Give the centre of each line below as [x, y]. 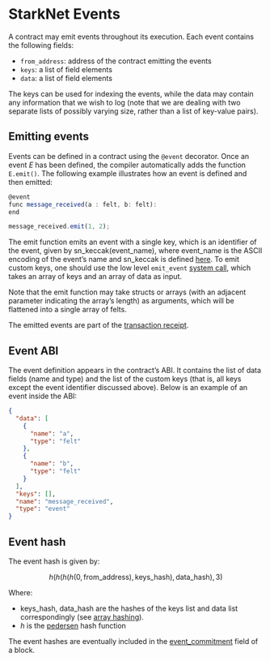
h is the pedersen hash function [73, 626]
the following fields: [41, 45]
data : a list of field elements [66, 78]
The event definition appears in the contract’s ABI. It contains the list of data [135, 371]
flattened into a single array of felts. [67, 310]
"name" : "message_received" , [65, 501]
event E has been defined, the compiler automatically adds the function [127, 165]
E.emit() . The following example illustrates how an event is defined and [128, 173]
